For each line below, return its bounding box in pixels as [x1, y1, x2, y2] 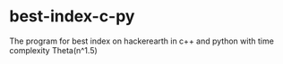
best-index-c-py [9, 6, 135, 27]
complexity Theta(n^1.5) [9, 44, 99, 55]
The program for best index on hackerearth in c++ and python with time [9, 36, 275, 46]
